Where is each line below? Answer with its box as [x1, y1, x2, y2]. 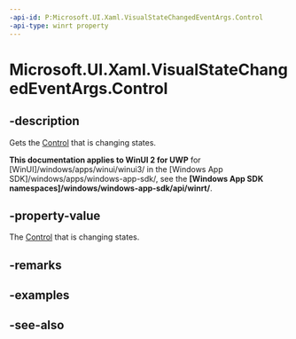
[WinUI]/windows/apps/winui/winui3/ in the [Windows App [9, 163, 223, 174]
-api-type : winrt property [9, 21, 109, 30]
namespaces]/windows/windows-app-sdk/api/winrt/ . [9, 183, 213, 193]
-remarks [9, 257, 62, 272]
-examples [9, 288, 70, 303]
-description [9, 114, 80, 129]
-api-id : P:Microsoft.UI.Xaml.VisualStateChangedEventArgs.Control [9, 12, 264, 22]
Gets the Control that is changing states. [9, 137, 157, 147]
